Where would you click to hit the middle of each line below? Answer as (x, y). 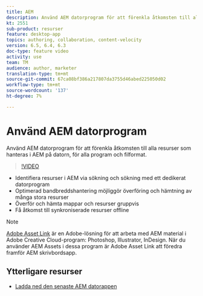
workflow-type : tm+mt (34, 85)
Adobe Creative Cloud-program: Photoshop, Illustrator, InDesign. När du (96, 240)
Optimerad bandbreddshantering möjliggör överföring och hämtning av (103, 190)
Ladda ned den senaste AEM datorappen (66, 286)
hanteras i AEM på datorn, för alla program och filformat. (76, 154)
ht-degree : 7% (24, 96)
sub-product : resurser (35, 29)
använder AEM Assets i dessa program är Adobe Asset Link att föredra (94, 246)
